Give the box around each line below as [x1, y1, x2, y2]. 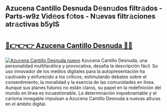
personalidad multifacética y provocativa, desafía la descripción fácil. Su [5, 63, 158, 69]
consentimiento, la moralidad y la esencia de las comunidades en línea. [5, 79, 155, 85]
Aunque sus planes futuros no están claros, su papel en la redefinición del [5, 84, 161, 91]
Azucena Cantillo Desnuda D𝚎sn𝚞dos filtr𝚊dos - [5, 4, 162, 13]
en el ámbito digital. [5, 101, 47, 107]
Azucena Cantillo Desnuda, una [81, 57, 148, 63]
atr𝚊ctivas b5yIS [5, 20, 60, 29]
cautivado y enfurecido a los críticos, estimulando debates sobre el [5, 74, 147, 80]
